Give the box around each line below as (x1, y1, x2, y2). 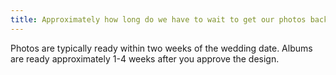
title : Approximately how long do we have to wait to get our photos (10, 14, 307, 25)
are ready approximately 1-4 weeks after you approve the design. (10, 52, 280, 65)
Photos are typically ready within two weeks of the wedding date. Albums (10, 42, 313, 54)
